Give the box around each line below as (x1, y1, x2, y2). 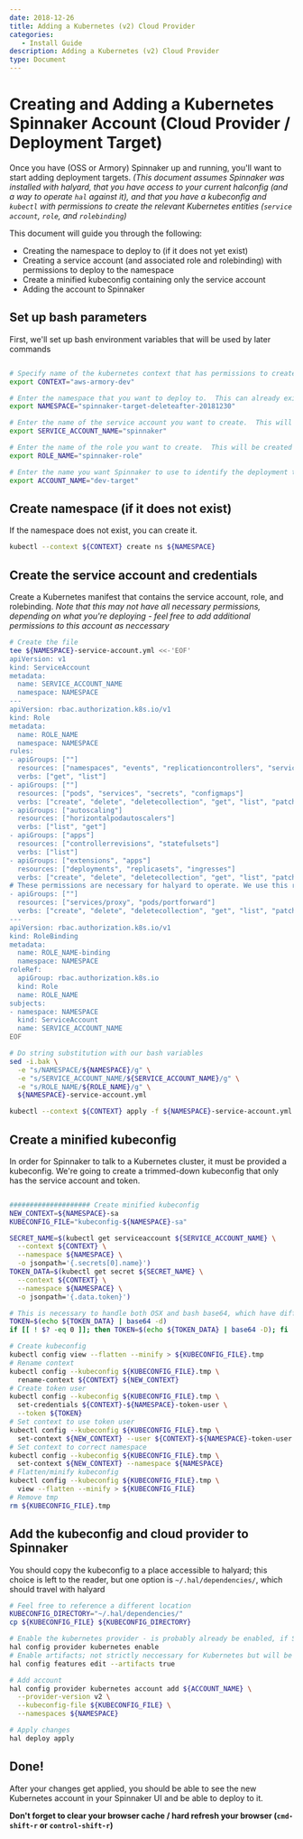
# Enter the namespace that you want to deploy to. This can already (9, 394, 280, 403)
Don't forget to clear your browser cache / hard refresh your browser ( (9, 1810, 278, 1821)
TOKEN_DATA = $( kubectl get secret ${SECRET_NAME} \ (9, 1267, 204, 1276)
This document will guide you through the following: (9, 228, 203, 238)
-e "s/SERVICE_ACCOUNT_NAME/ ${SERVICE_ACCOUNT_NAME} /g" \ (17, 1074, 241, 1083)
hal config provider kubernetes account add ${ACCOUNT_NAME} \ (9, 1684, 252, 1694)
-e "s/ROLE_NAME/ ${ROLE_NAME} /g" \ (17, 1082, 151, 1091)
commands (9, 343, 51, 354)
